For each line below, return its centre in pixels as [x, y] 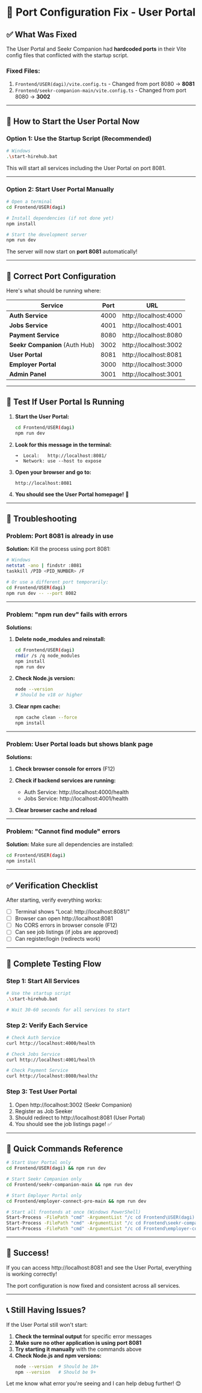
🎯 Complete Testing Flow [54, 964]
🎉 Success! [28, 1253]
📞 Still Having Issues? [46, 1310]
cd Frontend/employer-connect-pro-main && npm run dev [76, 1201]
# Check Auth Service [33, 1038]
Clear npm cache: [38, 707]
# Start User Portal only [38, 1163]
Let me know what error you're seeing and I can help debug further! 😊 [94, 1383]
